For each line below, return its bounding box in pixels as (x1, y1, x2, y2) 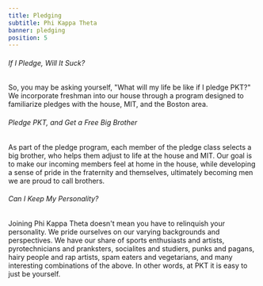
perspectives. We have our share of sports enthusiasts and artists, (8, 235, 225, 245)
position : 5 (8, 33, 48, 42)
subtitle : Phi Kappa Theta (8, 19, 97, 27)
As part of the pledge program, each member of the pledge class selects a (8, 142, 252, 151)
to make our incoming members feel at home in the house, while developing (8, 159, 256, 169)
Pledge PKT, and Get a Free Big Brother (8, 118, 138, 128)
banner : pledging (8, 26, 66, 34)
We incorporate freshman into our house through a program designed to (8, 91, 244, 101)
